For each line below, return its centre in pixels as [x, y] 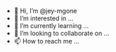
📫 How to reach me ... [46, 41]
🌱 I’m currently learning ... [51, 26]
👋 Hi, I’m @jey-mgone [45, 11]
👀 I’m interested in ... [44, 18]
